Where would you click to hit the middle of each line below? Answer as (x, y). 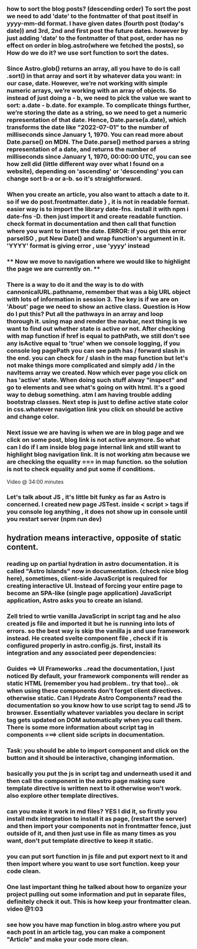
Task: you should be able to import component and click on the (98, 750)
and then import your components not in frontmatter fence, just (99, 826)
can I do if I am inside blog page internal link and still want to (94, 447)
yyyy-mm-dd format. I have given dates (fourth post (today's (95, 23)
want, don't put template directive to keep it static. (80, 840)
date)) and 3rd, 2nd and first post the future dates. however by (97, 31)
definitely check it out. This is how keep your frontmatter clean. (99, 901)
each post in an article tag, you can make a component (86, 932)
